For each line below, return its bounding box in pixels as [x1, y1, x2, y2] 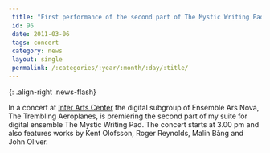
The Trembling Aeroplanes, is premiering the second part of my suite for [8, 111, 247, 121]
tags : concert [11, 39, 59, 47]
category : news [11, 47, 63, 56]
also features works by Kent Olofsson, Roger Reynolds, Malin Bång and [8, 128, 243, 138]
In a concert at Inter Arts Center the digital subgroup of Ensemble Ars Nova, [8, 102, 260, 112]
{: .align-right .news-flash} [9, 87, 96, 97]
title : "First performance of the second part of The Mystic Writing [11, 13, 250, 21]
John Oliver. [8, 137, 48, 147]
